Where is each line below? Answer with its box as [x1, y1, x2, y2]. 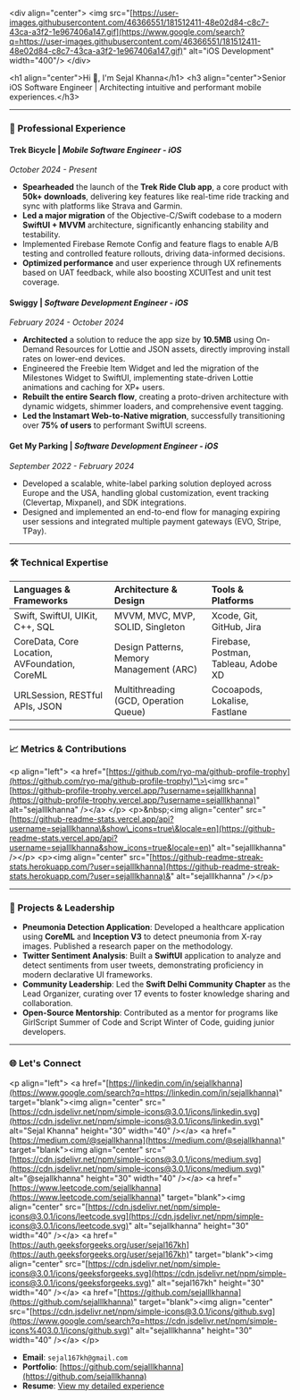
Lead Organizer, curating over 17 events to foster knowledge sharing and [21, 988, 290, 999]
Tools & [211, 583, 244, 595]
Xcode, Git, [211, 609, 258, 621]
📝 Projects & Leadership [9, 901, 115, 914]
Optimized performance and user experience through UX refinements [21, 258, 282, 269]
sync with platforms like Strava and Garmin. [21, 201, 183, 211]
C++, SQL [13, 620, 55, 633]
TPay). [21, 525, 47, 536]
